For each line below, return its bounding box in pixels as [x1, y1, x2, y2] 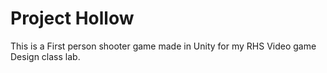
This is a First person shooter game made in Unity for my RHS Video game [10, 40, 317, 52]
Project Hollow [10, 7, 135, 30]
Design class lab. [10, 50, 81, 62]
